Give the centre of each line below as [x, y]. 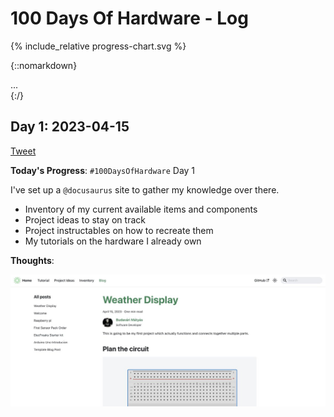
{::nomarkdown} [44, 65]
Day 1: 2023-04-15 [70, 127]
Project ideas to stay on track [85, 219]
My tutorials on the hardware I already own [113, 241]
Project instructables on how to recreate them [119, 230]
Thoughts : [32, 260]
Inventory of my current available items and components [141, 209]
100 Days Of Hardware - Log [129, 18]
